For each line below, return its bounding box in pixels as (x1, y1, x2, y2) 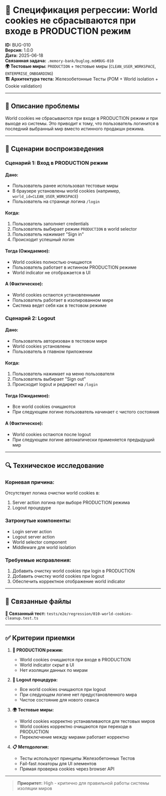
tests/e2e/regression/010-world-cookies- (46, 611, 133, 616)
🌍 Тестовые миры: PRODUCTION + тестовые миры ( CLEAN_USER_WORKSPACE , (5, 63, 156, 69)
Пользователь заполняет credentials (12, 221, 89, 227)
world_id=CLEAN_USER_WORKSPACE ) (12, 193, 79, 199)
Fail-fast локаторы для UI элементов (19, 760, 97, 766)
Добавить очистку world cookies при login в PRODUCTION (12, 568, 135, 574)
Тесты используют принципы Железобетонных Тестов (19, 755, 135, 761)
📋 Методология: (12, 744, 49, 749)
